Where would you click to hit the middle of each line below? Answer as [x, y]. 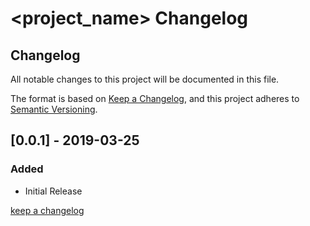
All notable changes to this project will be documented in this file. [145, 79]
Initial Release [53, 191]
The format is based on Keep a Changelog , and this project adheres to [155, 98]
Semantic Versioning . [54, 109]
